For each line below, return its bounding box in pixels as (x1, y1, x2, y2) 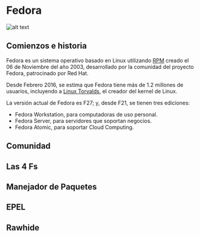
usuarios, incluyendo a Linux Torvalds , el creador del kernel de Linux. (6, 88, 178, 95)
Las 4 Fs (6, 161, 38, 172)
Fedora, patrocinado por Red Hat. (6, 70, 89, 77)
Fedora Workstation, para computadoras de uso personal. (14, 110, 157, 118)
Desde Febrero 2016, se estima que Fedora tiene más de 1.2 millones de (6, 81, 184, 88)
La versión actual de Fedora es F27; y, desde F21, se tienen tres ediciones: (6, 99, 190, 106)
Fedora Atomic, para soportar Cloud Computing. (14, 124, 134, 131)
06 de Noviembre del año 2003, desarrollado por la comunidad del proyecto (6, 63, 194, 70)
